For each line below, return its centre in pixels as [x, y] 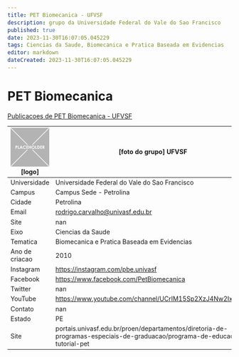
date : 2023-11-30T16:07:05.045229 [59, 38]
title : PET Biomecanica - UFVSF [55, 15]
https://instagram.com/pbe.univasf [106, 269]
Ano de [21, 252]
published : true [31, 30]
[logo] [30, 172]
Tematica [24, 242]
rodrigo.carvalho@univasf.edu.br [104, 212]
